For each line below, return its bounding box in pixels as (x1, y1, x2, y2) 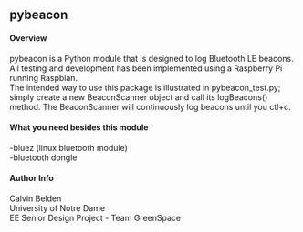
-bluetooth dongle (9, 152, 78, 163)
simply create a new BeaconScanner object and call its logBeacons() (9, 91, 268, 103)
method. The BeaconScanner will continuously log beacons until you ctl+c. (9, 101, 291, 112)
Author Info (9, 173, 55, 184)
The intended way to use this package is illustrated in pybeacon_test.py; (9, 82, 281, 93)
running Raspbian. (9, 72, 78, 83)
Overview (9, 32, 47, 44)
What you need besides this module (9, 122, 149, 133)
